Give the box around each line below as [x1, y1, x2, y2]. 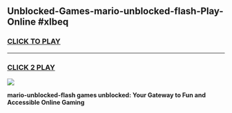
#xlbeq [37, 16, 69, 28]
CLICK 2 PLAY [7, 62, 55, 72]
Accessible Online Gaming [7, 98, 85, 106]
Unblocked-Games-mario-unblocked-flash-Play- [7, 5, 224, 17]
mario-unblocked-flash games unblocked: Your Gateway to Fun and [7, 90, 206, 99]
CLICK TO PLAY [7, 37, 61, 47]
